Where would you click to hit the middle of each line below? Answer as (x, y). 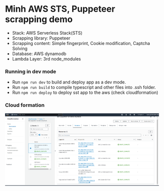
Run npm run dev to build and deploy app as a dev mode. (69, 82)
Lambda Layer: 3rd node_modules (47, 59)
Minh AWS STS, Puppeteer (60, 9)
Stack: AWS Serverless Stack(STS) (47, 33)
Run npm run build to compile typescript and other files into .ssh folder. (84, 87)
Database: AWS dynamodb (39, 53)
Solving (20, 48)
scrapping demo (39, 19)
